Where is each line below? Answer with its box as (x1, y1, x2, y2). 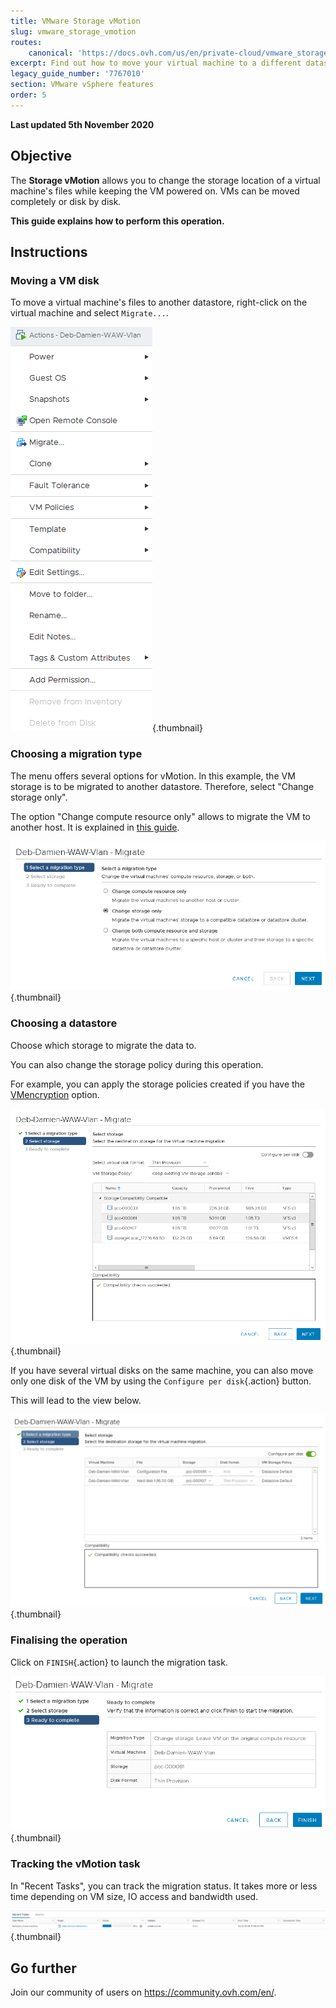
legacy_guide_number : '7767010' (10, 69, 145, 79)
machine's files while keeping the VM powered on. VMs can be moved (10, 185, 300, 197)
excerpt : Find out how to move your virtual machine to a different (10, 58, 302, 69)
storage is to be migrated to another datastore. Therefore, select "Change (10, 780, 315, 792)
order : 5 (10, 90, 47, 100)
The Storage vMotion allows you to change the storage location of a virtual (10, 174, 321, 186)
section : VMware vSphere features (10, 80, 155, 90)
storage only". (10, 791, 68, 803)
